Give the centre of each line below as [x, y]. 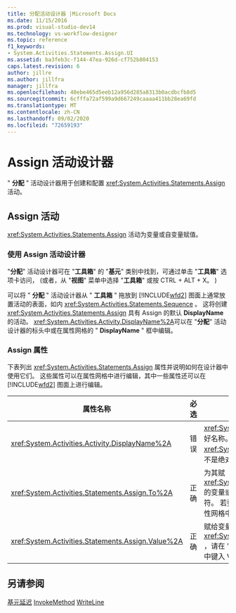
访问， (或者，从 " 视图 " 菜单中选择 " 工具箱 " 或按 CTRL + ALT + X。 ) [118, 280]
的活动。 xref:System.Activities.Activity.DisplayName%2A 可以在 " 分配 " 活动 [117, 321]
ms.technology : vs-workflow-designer [63, 33]
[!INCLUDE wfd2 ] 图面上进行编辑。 [57, 384]
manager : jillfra [33, 86]
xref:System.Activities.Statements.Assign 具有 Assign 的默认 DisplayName [116, 312]
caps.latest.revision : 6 [44, 66]
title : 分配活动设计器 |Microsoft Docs [62, 14]
